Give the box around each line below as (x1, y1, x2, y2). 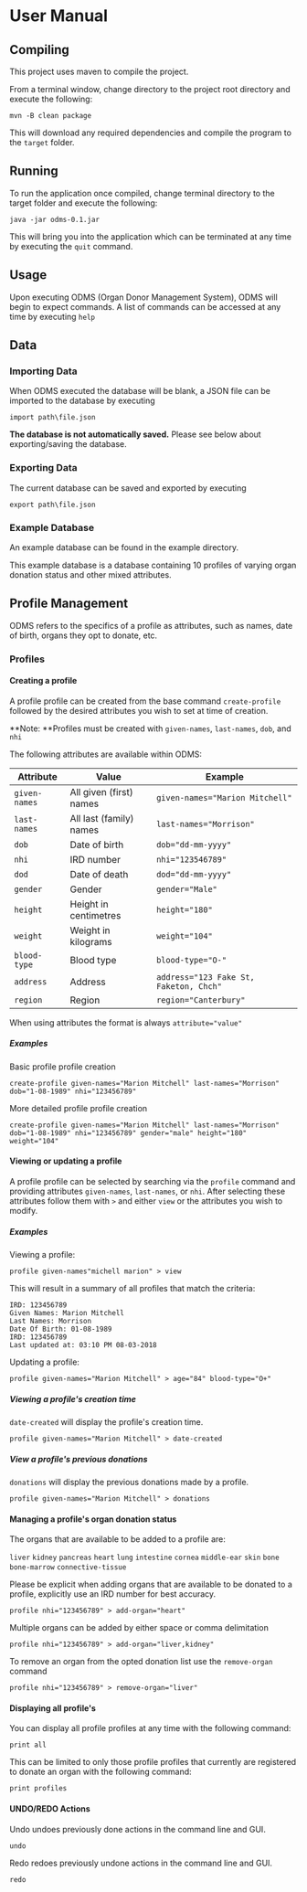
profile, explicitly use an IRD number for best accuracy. (9, 1589, 217, 1600)
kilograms (69, 935, 112, 948)
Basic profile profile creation (9, 1061, 116, 1072)
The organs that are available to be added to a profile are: (9, 1534, 227, 1545)
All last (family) (69, 812, 134, 824)
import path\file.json (9, 413, 96, 422)
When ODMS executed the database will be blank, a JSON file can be (9, 386, 271, 397)
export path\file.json (9, 500, 96, 509)
